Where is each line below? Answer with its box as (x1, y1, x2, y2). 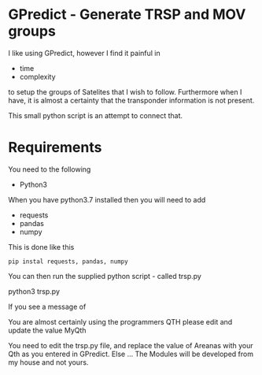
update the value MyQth (8, 325, 87, 335)
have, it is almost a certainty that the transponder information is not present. (8, 95, 255, 105)
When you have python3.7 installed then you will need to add (8, 195, 206, 204)
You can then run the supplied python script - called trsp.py (8, 271, 202, 280)
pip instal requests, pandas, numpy (8, 258, 128, 265)
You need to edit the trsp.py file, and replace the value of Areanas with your (8, 340, 253, 350)
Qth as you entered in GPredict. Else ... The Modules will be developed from (8, 349, 254, 358)
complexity (19, 72, 57, 81)
